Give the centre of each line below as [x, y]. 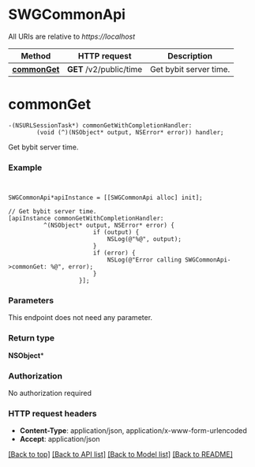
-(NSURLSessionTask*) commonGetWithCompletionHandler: [100, 125]
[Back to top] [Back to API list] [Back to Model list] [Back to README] [120, 454]
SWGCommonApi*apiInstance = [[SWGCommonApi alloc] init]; [105, 198]
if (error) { [114, 253]
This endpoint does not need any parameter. [80, 318]
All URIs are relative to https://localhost [72, 36]
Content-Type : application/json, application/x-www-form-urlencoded [133, 431]
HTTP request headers [52, 413]
